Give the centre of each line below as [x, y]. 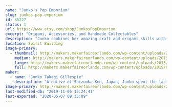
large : [21, 63]
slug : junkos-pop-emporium [34, 15]
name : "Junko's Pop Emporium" [38, 10]
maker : [12, 73]
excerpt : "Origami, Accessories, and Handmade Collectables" [72, 34]
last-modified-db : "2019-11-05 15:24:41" [50, 91]
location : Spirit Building [34, 44]
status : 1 [16, 24]
